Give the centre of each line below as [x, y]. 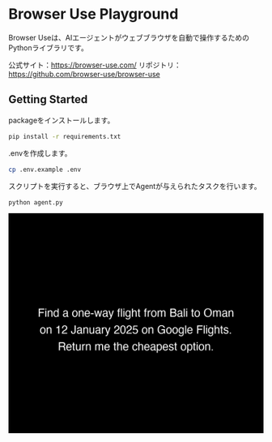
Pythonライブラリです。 [49, 47]
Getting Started [48, 99]
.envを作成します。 [40, 153]
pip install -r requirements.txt [65, 136]
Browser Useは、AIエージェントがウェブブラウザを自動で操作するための [129, 37]
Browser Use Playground [93, 14]
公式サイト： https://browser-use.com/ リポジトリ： [95, 65]
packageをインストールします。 [62, 120]
